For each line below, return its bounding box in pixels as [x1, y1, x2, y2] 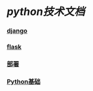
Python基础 [7, 77, 41, 86]
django [7, 27, 27, 35]
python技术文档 [7, 5, 85, 19]
